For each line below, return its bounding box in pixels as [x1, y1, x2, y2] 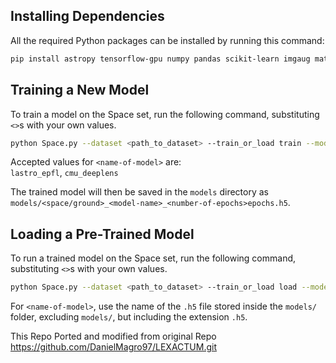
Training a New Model [10, 82, 150, 99]
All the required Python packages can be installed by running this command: [10, 34, 325, 46]
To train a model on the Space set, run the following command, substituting [10, 108, 320, 120]
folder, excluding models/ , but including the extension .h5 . [10, 311, 248, 323]
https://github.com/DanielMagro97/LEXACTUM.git [10, 341, 218, 353]
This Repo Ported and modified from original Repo [10, 330, 217, 343]
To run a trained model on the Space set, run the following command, [10, 252, 297, 264]
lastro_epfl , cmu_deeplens [10, 167, 119, 179]
